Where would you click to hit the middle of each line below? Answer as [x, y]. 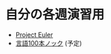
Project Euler [34, 34]
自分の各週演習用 [55, 15]
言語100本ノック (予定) [49, 43]
